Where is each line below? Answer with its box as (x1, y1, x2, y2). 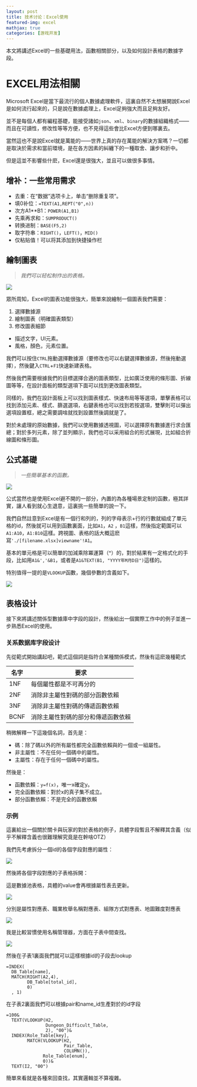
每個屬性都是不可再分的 (30, 680, 96, 688)
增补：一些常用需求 (6, 176, 76, 186)
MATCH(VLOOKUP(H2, (27, 1038, 72, 1044)
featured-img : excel (6, 19, 57, 25)
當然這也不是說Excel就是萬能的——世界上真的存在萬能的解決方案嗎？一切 (6, 137, 184, 144)
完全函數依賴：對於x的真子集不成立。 (14, 788, 106, 795)
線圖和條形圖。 (6, 436, 42, 443)
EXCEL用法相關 (6, 77, 80, 91)
